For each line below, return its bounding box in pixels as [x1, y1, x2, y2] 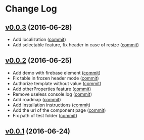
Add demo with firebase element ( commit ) [12, 69, 101, 76]
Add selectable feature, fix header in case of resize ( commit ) [12, 42, 139, 48]
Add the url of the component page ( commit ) [12, 107, 106, 113]
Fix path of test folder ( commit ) [12, 112, 77, 118]
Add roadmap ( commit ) [12, 96, 62, 102]
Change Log [5, 3, 57, 15]
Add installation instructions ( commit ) [12, 102, 91, 108]
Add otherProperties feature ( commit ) [12, 86, 91, 92]
